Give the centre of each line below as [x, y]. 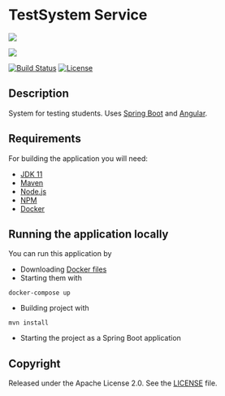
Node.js [33, 191]
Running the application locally [89, 234]
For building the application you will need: [78, 158]
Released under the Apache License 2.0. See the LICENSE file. [113, 383]
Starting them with [51, 278]
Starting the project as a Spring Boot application [100, 338]
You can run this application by [60, 254]
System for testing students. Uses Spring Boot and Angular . [108, 113]
